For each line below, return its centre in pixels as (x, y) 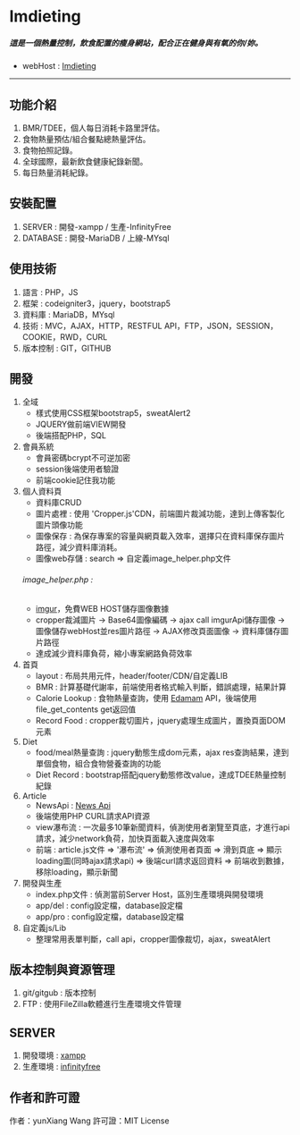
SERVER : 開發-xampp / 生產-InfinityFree (96, 226)
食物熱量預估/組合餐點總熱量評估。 (86, 139)
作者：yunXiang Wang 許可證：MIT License (89, 1121)
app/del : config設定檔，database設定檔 (109, 905)
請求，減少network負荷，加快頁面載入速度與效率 (125, 838)
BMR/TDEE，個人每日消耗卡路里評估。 (93, 128)
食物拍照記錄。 (50, 150)
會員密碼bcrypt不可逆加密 (83, 458)
